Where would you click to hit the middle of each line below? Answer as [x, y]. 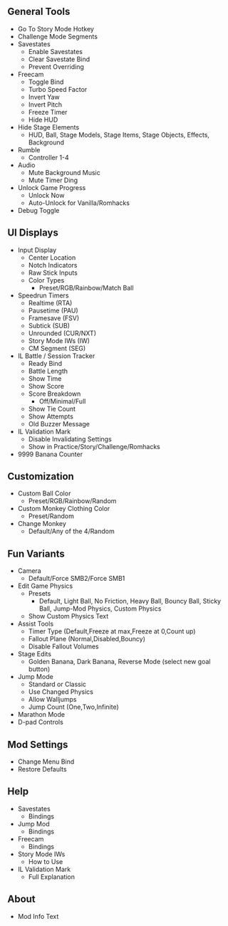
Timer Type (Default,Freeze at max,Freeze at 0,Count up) [112, 631]
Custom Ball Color [44, 493]
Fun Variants [36, 553]
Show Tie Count [52, 409]
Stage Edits [35, 654]
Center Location [52, 257]
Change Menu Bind [46, 762]
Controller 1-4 [48, 157]
